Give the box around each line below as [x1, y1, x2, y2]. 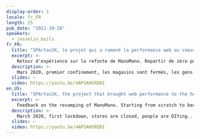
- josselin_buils [11, 36, 55, 42]
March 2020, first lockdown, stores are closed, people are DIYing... [17, 113, 196, 119]
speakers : [6, 31, 31, 37]
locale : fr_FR [6, 14, 42, 20]
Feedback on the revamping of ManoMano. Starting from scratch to [17, 102, 185, 108]
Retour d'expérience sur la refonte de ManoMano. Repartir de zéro [17, 58, 187, 64]
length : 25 [6, 20, 33, 25]
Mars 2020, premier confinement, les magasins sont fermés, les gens [17, 69, 193, 75]
